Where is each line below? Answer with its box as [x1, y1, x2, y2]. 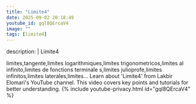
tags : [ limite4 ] [6, 31, 47, 37]
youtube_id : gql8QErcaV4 [6, 20, 69, 26]
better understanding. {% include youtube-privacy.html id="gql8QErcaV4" [6, 85, 191, 93]
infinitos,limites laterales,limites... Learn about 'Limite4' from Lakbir [6, 73, 173, 80]
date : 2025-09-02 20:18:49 [6, 15, 74, 21]
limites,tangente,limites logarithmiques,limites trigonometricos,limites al [6, 60, 184, 67]
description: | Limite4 [6, 48, 59, 55]
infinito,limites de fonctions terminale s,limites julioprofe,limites [6, 66, 162, 73]
